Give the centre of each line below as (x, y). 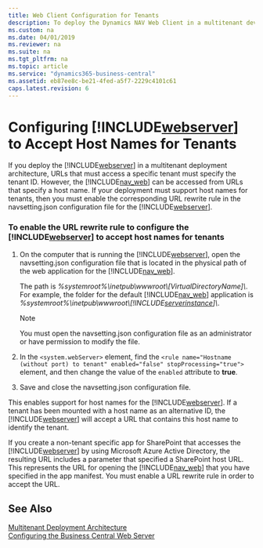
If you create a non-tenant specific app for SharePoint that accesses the (124, 442)
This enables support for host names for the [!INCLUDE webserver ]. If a (122, 402)
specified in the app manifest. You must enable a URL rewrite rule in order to (131, 476)
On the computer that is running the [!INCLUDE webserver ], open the (130, 254)
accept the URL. (34, 484)
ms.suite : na (29, 52)
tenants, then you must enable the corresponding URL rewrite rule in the (124, 199)
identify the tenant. (38, 427)
